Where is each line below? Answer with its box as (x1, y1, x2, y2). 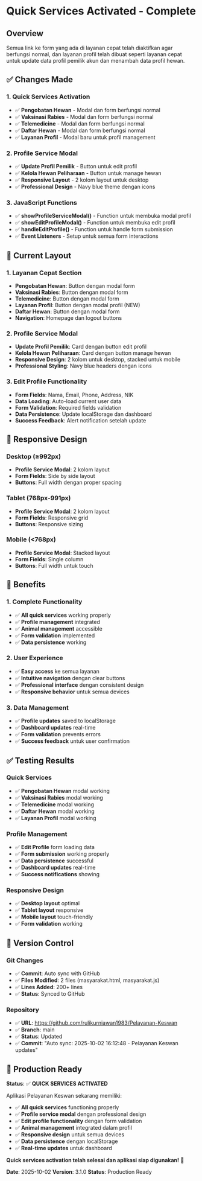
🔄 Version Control (6, 938, 74, 948)
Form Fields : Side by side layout (14, 473, 95, 480)
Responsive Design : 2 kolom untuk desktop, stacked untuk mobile (14, 356, 181, 363)
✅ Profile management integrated (14, 618, 101, 625)
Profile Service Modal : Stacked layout (14, 549, 110, 556)
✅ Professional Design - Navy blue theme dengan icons (14, 183, 156, 190)
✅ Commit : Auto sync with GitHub (14, 970, 101, 977)
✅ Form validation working (14, 920, 83, 928)
